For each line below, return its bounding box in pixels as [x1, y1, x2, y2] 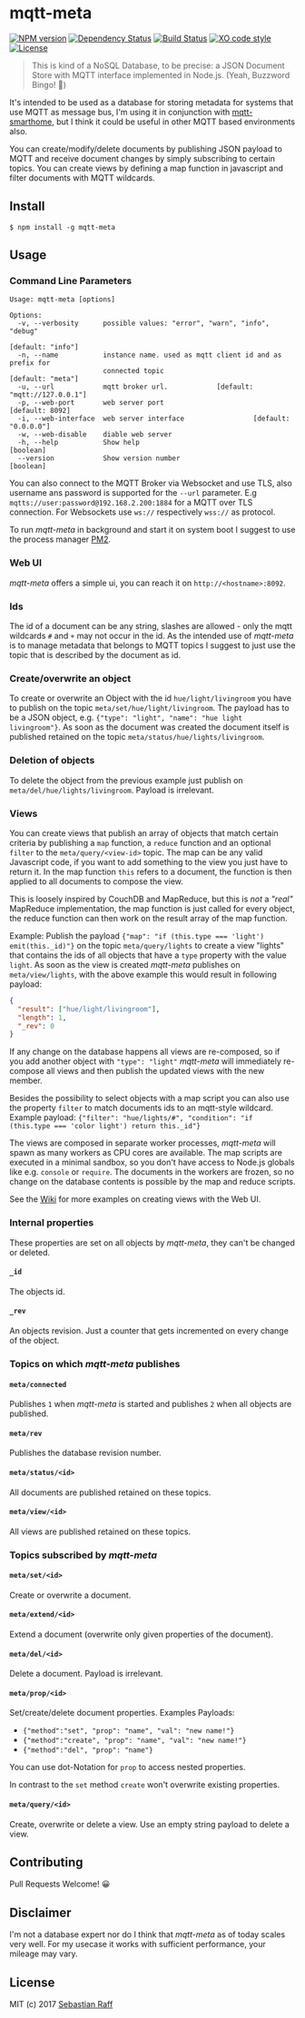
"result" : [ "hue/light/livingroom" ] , [17, 1004, 161, 1014]
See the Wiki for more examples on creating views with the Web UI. [9, 1194, 261, 1205]
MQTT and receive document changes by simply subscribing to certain [9, 153, 275, 163]
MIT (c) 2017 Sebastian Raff [9, 1999, 113, 2010]
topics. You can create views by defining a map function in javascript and [9, 162, 283, 173]
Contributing [9, 1855, 84, 1870]
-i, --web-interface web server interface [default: [17, 414, 290, 424]
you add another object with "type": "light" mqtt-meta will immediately [9, 1056, 281, 1067]
